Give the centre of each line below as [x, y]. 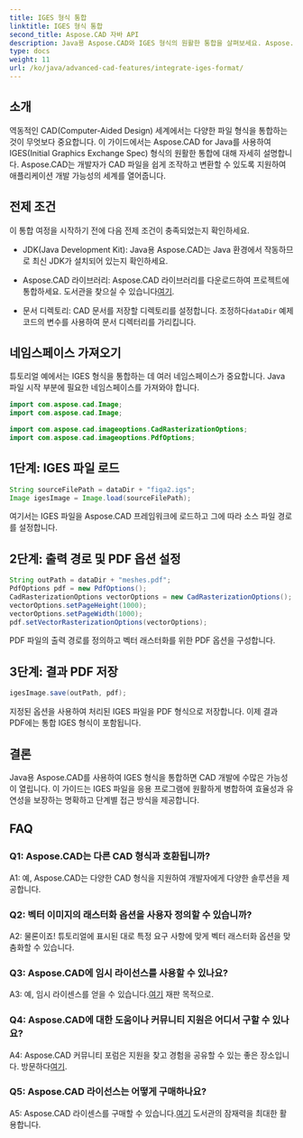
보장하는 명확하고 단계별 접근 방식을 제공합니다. [116, 799]
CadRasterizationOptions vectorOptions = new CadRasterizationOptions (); [151, 597]
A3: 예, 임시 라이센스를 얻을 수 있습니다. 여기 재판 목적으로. [112, 994]
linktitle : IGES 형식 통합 [56, 26]
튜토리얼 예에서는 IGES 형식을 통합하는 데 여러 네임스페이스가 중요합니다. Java [147, 377]
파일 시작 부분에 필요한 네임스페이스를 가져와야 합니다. [105, 387]
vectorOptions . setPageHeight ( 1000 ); [78, 605]
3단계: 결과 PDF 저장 [64, 672]
